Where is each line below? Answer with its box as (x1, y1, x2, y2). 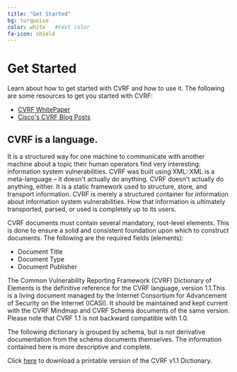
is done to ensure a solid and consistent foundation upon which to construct (7, 226, 229, 235)
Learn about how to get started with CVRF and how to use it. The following (7, 84, 225, 93)
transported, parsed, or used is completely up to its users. (7, 205, 177, 213)
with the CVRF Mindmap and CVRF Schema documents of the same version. (7, 306, 230, 315)
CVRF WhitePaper (17, 106, 71, 114)
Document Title (17, 247, 63, 256)
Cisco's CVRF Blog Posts (17, 113, 91, 121)
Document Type (17, 255, 65, 263)
